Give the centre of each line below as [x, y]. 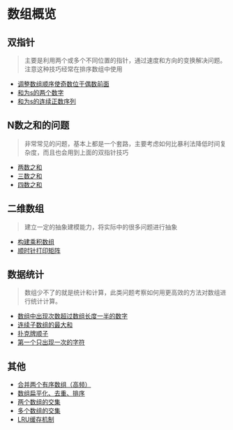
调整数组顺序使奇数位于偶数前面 [63, 84]
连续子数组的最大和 [45, 325]
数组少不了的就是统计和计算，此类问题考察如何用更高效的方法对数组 [122, 292]
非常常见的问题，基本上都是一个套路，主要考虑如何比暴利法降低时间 [122, 143]
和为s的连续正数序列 [47, 101]
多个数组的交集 [39, 411]
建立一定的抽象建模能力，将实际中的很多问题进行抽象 [101, 227]
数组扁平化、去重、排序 [51, 393]
